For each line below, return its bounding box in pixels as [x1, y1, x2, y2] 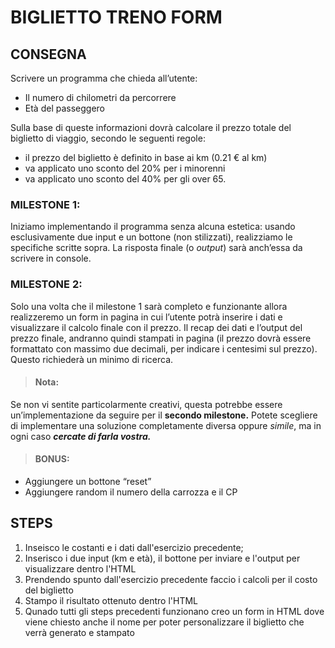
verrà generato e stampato [24, 626, 135, 638]
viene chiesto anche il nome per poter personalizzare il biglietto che [24, 616, 305, 628]
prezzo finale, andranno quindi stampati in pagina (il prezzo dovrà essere [10, 332, 312, 344]
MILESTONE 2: [10, 277, 83, 291]
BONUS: [34, 453, 70, 465]
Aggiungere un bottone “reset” [24, 476, 152, 487]
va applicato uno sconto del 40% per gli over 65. [24, 173, 227, 185]
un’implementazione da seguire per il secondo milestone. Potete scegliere [10, 409, 318, 421]
